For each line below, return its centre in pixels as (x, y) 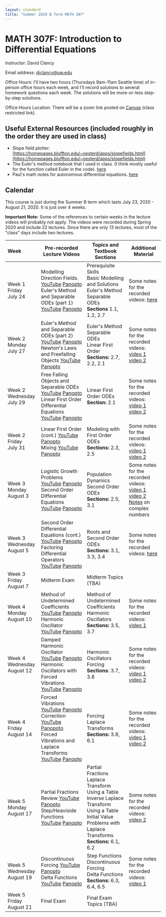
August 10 (20, 619)
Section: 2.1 (101, 403)
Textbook (105, 251)
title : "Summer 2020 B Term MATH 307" (45, 14)
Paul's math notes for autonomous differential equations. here (75, 174)
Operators (53, 560)
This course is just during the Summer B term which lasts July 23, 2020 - (80, 202)
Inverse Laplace (105, 798)
